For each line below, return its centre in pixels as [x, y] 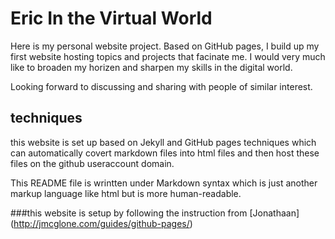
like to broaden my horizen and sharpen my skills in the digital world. [151, 67]
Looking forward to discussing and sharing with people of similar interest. [161, 86]
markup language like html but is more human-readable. [126, 193]
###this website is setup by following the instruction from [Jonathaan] [155, 213]
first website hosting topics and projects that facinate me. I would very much [168, 56]
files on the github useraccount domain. [92, 163]
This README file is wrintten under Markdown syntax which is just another [164, 183]
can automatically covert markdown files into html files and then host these [165, 153]
